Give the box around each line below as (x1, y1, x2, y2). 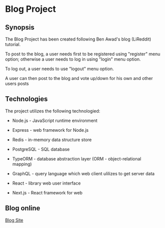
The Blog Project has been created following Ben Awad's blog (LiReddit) (5, 36, 152, 42)
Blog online (5, 204, 40, 213)
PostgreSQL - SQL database (12, 146, 70, 152)
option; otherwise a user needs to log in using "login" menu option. (5, 56, 141, 62)
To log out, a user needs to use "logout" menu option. (5, 66, 114, 72)
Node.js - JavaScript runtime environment (12, 117, 98, 123)
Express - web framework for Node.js (12, 127, 89, 133)
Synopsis (5, 23, 34, 32)
